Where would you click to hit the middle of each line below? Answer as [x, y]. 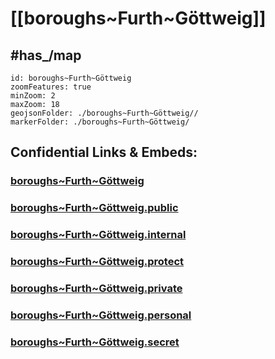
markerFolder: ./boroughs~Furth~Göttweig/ [100, 122]
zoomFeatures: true [51, 87]
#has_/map [46, 55]
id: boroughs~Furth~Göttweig [71, 78]
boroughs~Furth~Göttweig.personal [101, 315]
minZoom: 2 [33, 96]
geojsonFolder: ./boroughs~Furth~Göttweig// [104, 113]
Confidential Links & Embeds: [104, 152]
